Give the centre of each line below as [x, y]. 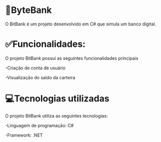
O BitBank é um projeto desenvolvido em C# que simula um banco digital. [80, 24]
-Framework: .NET [24, 135]
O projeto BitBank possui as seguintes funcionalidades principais [72, 58]
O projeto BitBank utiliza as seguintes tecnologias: [57, 116]
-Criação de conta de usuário [35, 68]
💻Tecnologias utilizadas [57, 99]
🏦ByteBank [29, 10]
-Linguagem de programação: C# [39, 125]
